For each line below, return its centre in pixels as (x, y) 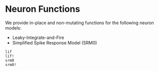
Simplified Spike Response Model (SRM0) (55, 42)
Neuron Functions (43, 9)
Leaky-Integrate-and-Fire (38, 37)
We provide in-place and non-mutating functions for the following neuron (79, 23)
